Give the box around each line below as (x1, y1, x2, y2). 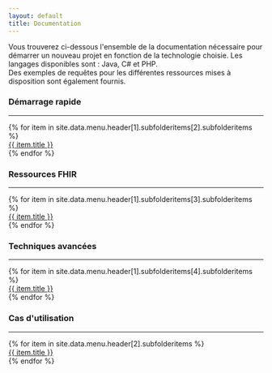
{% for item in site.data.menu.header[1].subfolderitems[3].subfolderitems (8, 195, 253, 204)
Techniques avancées (8, 241, 97, 252)
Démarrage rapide (8, 96, 82, 108)
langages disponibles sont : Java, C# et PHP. (8, 58, 158, 69)
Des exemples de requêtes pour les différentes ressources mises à (8, 67, 232, 77)
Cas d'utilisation (8, 313, 74, 324)
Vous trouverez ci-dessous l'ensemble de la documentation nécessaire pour (8, 41, 263, 51)
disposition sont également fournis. (8, 76, 126, 86)
